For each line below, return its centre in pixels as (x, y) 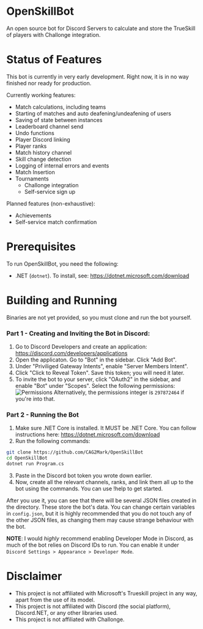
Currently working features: (41, 95)
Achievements (33, 215)
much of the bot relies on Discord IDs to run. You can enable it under (93, 545)
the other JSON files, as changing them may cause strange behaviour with (100, 520)
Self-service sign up (50, 191)
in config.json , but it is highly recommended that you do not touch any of (99, 513)
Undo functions (35, 133)
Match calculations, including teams (61, 107)
